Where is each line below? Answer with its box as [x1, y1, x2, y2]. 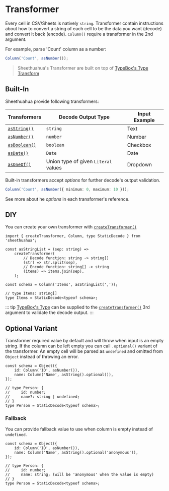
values [46, 164, 62, 171]
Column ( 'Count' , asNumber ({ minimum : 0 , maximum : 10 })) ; [5, 187, 129, 192]
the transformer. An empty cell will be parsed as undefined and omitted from [5, 348, 163, 354]
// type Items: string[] [5, 291, 57, 296]
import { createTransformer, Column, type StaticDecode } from [5, 233, 141, 239]
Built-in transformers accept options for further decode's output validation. [5, 177, 160, 183]
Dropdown [127, 161, 152, 168]
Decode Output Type [58, 113, 110, 120]
